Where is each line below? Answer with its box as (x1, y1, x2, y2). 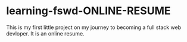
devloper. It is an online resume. (6, 30, 85, 37)
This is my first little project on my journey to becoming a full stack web (6, 24, 182, 31)
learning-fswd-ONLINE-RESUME (6, 4, 171, 18)
